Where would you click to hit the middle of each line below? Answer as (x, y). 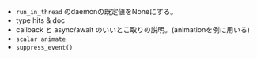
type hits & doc (40, 20)
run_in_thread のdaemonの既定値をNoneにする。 (96, 11)
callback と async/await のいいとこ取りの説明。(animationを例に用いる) (133, 29)
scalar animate (41, 39)
